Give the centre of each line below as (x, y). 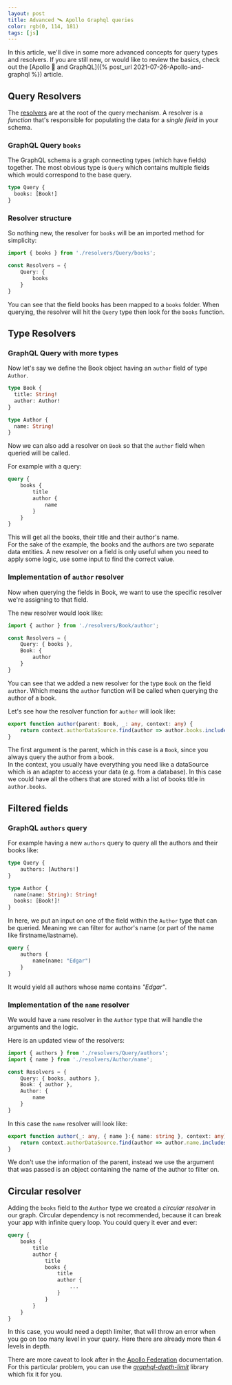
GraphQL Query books (44, 145)
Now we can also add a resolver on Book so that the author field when (106, 446)
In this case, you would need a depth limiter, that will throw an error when (112, 1332)
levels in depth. (29, 1346)
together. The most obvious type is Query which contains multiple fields (109, 168)
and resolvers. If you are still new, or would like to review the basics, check (114, 60)
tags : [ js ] (23, 33)
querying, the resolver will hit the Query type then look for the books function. (116, 312)
